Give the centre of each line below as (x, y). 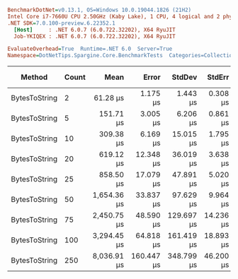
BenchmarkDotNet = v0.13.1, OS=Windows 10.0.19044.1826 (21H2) (100, 10)
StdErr (218, 77)
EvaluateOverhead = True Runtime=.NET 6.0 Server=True (90, 49)
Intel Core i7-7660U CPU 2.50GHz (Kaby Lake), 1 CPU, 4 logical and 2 (114, 16)
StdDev (185, 77)
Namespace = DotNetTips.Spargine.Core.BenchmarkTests (85, 56)
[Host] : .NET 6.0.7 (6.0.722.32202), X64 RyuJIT (95, 30)
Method (34, 77)
